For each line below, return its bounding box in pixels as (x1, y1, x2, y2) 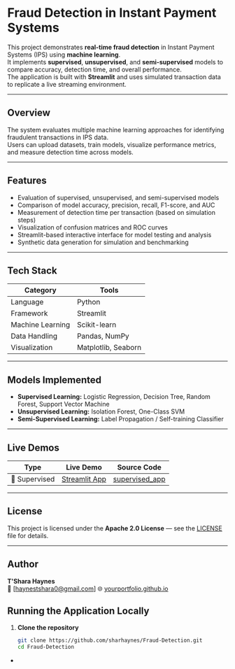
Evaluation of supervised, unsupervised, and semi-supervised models (17, 193, 220, 202)
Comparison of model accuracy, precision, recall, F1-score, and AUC (17, 201, 215, 209)
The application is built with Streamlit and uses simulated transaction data (7, 72, 222, 81)
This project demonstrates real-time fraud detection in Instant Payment (7, 43, 215, 51)
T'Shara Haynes (7, 577, 55, 585)
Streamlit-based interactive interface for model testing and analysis (17, 230, 212, 239)
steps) (17, 216, 36, 224)
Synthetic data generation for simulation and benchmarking (17, 238, 189, 246)
